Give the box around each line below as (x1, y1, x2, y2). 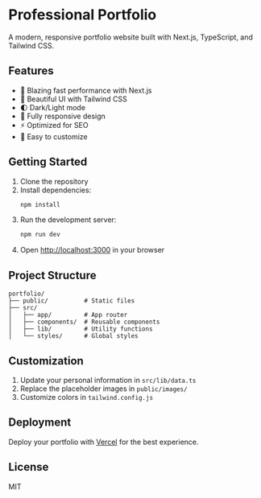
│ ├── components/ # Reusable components (8, 318, 160, 327)
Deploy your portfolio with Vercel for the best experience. (8, 437, 199, 447)
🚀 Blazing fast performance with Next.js (19, 85, 152, 95)
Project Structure (8, 268, 97, 282)
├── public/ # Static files (8, 297, 135, 305)
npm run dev (19, 231, 60, 239)
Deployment (8, 416, 72, 430)
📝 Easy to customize (19, 131, 89, 142)
